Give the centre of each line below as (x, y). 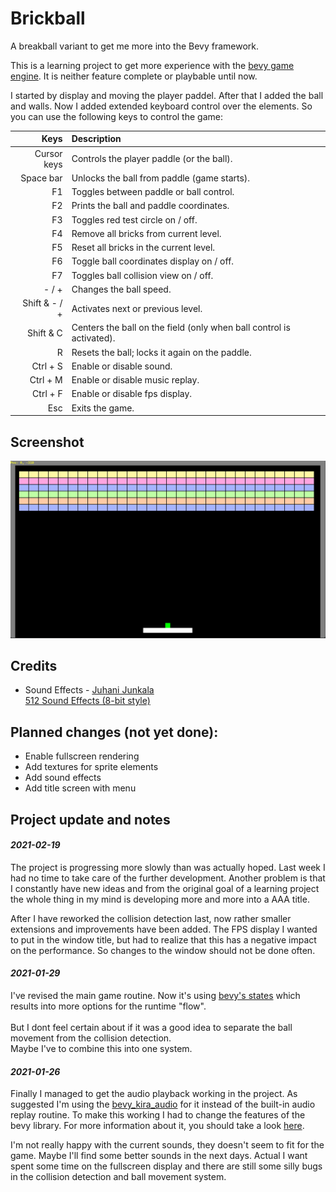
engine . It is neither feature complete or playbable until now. (134, 76)
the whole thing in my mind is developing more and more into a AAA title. (160, 899)
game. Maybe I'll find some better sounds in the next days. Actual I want (159, 1156)
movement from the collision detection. (91, 1038)
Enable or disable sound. (122, 366)
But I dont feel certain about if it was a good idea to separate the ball (151, 1027)
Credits (34, 665)
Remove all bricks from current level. (146, 233)
